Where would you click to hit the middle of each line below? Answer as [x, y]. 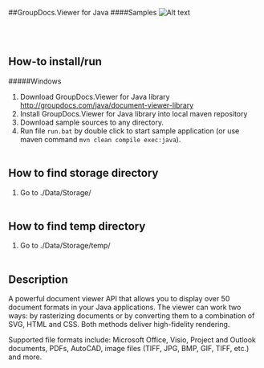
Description [38, 279]
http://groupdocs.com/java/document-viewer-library [107, 105]
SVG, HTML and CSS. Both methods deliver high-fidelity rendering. [119, 325]
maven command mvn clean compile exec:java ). [100, 139]
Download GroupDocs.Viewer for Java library [95, 96]
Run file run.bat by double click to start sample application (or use [130, 131]
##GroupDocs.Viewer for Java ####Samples [83, 12]
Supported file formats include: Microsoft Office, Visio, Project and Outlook [132, 340]
